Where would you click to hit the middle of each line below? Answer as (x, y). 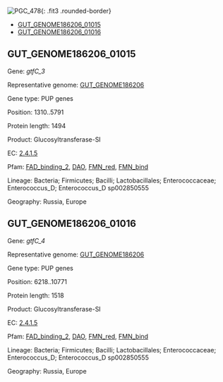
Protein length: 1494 (37, 125)
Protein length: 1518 (36, 295)
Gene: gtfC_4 (26, 240)
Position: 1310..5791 (36, 112)
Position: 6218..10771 (37, 281)
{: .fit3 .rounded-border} (76, 11)
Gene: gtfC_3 (26, 71)
